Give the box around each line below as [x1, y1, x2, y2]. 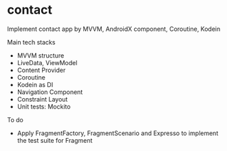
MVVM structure [17, 51, 65, 60]
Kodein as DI [17, 80, 54, 89]
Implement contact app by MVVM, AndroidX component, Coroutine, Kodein [7, 25, 221, 33]
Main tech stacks [7, 38, 56, 46]
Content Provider [17, 66, 66, 74]
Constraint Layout [17, 95, 68, 103]
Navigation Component [17, 88, 83, 96]
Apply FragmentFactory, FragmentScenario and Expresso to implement [17, 129, 219, 137]
